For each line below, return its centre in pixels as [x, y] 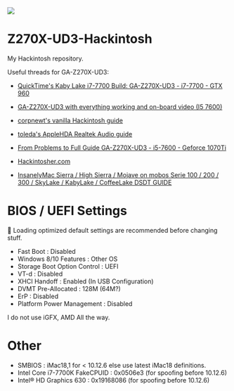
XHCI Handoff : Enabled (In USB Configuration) [85, 281]
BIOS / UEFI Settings [67, 211]
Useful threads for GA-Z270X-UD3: [58, 72]
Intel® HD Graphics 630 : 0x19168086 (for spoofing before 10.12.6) [113, 380]
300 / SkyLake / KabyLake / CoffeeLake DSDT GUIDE [95, 182]
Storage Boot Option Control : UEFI [68, 266]
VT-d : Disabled [40, 274]
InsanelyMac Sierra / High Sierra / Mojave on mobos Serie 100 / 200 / [118, 174]
